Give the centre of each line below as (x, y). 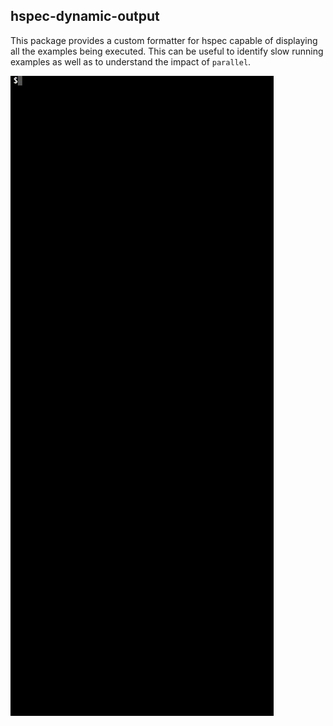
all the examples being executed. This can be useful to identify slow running (167, 51)
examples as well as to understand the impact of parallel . (131, 61)
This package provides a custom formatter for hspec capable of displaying (164, 40)
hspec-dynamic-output (85, 16)
